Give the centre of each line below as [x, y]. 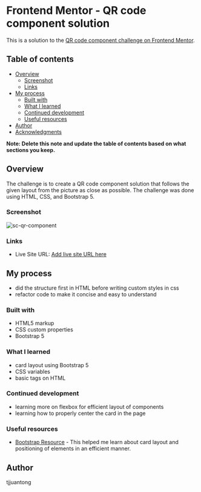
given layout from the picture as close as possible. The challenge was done [100, 190]
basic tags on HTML [40, 378]
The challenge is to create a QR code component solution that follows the [98, 184]
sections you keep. [31, 150]
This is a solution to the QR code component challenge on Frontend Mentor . [100, 40]
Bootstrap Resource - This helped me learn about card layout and [97, 442]
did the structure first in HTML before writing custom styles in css [97, 288]
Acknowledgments [38, 131]
